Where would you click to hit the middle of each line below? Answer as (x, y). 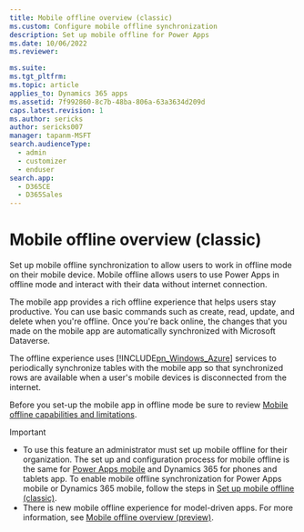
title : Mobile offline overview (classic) (91, 18)
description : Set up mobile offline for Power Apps (109, 35)
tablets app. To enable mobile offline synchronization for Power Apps (152, 479)
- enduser (36, 169)
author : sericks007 (46, 127)
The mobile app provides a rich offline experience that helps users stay (143, 302)
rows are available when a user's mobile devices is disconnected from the (148, 377)
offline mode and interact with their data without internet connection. (138, 285)
